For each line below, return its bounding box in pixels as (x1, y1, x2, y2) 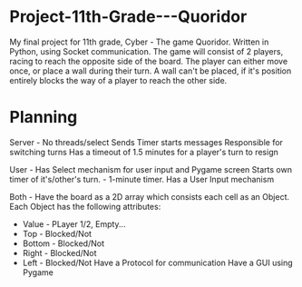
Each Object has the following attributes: (9, 201, 161, 212)
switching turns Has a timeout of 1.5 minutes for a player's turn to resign (9, 146, 279, 157)
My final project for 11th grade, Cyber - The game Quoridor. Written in (9, 36, 269, 47)
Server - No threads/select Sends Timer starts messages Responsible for (9, 136, 284, 147)
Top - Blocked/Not (22, 228, 93, 239)
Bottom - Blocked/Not (22, 238, 104, 249)
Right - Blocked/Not (22, 247, 97, 258)
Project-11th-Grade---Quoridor (9, 6, 248, 27)
